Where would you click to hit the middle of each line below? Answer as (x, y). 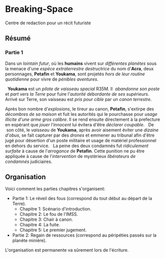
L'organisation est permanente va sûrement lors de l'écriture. (67, 250)
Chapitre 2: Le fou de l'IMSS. (49, 214)
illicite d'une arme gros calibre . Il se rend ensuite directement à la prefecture (82, 119)
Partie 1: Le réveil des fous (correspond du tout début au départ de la (82, 199)
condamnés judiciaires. (29, 161)
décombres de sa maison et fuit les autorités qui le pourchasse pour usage (81, 114)
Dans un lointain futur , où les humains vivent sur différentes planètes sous (81, 63)
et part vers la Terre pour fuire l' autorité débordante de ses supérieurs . (77, 94)
